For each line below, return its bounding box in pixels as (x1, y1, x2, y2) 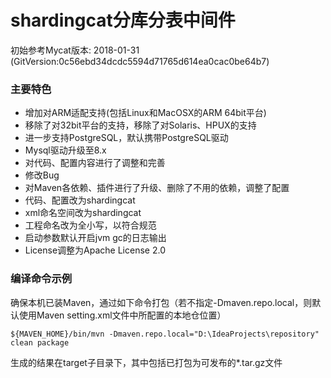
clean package (10, 337, 70, 348)
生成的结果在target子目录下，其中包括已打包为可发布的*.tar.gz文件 (10, 356, 283, 368)
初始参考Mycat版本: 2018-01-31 (10, 44, 140, 56)
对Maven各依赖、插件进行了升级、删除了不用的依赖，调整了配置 (24, 182, 290, 194)
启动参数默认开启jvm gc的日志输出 (24, 232, 167, 244)
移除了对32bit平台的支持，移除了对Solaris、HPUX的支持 (24, 119, 257, 131)
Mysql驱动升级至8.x (24, 144, 107, 156)
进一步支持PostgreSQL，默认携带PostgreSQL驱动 (24, 132, 229, 144)
